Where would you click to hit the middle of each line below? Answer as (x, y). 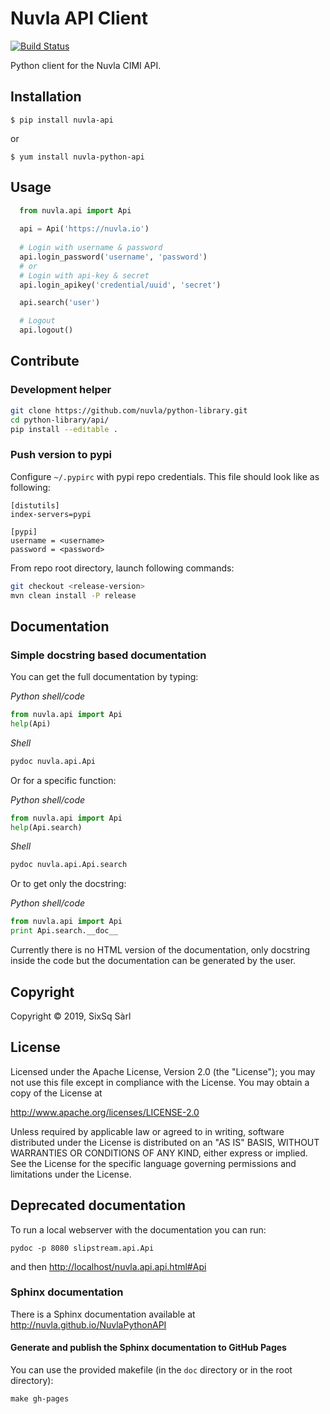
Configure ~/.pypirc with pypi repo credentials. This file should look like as (165, 476)
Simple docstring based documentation (108, 655)
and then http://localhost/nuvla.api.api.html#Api (108, 1266)
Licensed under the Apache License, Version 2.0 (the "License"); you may (163, 1071)
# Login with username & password (91, 248)
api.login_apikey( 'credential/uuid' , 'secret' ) (120, 285)
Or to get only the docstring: (68, 884)
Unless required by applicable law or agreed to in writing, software (147, 1131)
